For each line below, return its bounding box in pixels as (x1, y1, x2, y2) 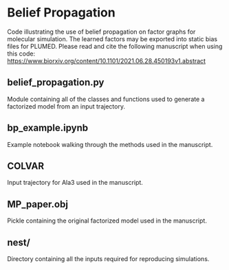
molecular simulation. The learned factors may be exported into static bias (7, 34, 218, 43)
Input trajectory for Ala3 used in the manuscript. (7, 179, 143, 187)
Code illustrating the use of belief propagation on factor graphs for (7, 27, 196, 36)
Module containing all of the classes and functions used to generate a (7, 95, 205, 103)
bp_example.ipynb (7, 122, 89, 134)
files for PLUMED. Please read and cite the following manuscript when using (7, 42, 223, 50)
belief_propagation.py (7, 77, 105, 89)
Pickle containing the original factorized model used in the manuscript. (7, 216, 208, 225)
